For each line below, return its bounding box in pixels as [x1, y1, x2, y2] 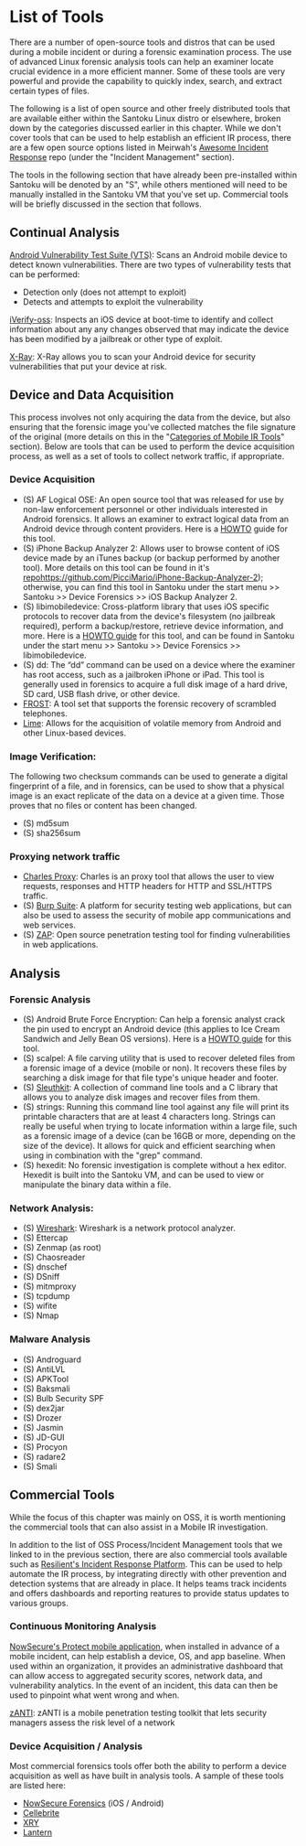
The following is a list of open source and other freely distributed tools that [9, 102, 290, 113]
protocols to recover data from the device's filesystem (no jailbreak [22, 610, 276, 621]
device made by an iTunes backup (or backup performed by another [22, 552, 280, 563]
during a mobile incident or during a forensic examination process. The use [9, 46, 292, 57]
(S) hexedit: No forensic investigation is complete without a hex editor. [22, 1160, 287, 1171]
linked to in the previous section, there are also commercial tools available [9, 1549, 288, 1560]
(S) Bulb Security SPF [22, 1392, 105, 1403]
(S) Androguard [22, 1354, 82, 1365]
